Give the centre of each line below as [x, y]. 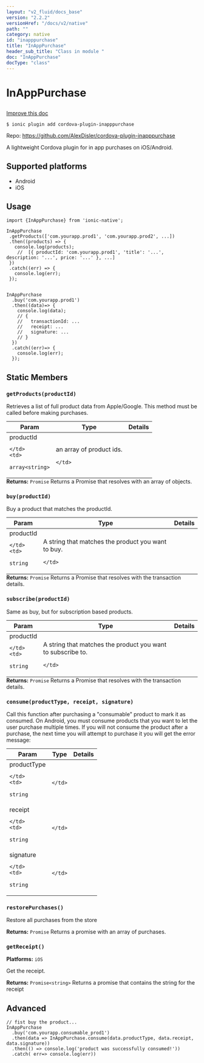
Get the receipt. [26, 971]
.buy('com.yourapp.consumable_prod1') [61, 1033]
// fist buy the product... [42, 1022]
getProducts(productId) [42, 394]
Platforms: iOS [25, 959]
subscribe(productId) [38, 599]
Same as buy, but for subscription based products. [70, 612]
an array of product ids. [89, 449]
